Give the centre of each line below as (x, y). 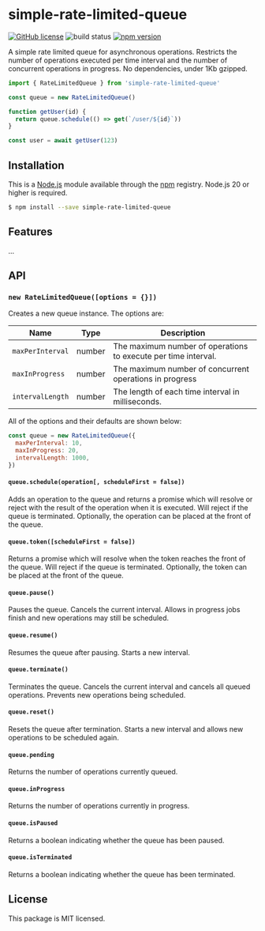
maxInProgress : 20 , (47, 451)
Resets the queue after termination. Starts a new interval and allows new (126, 729)
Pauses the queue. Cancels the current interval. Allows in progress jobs (124, 610)
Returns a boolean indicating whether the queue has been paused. (116, 840)
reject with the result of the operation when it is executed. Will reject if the (128, 507)
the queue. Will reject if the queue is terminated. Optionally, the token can (127, 567)
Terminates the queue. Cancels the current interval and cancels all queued (129, 687)
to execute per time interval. (165, 356)
